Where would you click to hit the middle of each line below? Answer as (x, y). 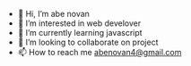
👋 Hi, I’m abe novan (53, 14)
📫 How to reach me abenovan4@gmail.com (100, 52)
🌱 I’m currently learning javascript (80, 33)
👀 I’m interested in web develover (79, 23)
